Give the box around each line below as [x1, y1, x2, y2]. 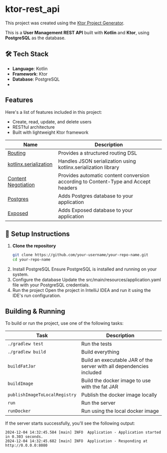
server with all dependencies [81, 362, 149, 369]
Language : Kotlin [12, 66, 48, 72]
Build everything [81, 348, 120, 355]
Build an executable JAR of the [81, 357, 153, 363]
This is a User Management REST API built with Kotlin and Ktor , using [5, 29, 150, 35]
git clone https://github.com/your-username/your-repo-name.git [12, 253, 149, 258]
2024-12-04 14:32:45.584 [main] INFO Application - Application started [5, 430, 162, 435]
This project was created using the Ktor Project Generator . [5, 20, 125, 26]
